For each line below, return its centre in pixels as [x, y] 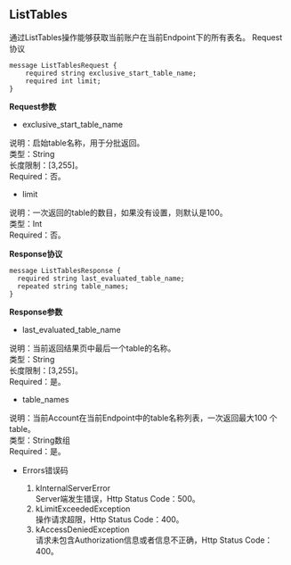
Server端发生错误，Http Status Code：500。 [117, 498]
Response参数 [36, 312]
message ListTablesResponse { [65, 270]
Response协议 [36, 253]
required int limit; [63, 81]
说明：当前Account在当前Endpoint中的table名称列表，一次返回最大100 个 [143, 418]
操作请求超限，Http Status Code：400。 [109, 519]
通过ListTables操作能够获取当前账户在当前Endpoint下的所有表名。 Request [146, 37]
